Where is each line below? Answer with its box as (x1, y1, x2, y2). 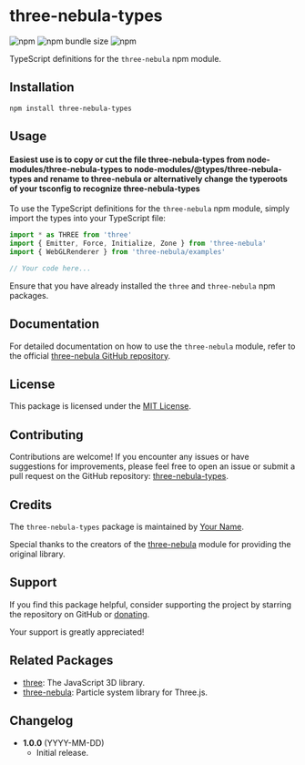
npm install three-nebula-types (9, 104, 132, 113)
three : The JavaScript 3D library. (22, 677, 146, 688)
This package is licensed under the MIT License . (9, 401, 191, 412)
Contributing (9, 427, 84, 443)
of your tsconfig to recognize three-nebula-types (9, 183, 200, 194)
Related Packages (9, 653, 114, 668)
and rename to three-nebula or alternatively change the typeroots (33, 173, 289, 184)
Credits (9, 497, 53, 513)
